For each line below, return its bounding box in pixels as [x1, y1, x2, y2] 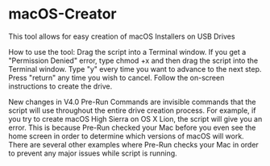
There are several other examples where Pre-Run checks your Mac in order [8, 139, 260, 149]
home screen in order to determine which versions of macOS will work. [8, 131, 244, 141]
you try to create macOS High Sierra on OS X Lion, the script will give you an [8, 114, 263, 123]
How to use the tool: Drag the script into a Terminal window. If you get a [8, 47, 247, 56]
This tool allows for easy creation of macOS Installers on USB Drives [8, 31, 235, 41]
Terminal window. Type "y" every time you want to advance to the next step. [8, 64, 262, 73]
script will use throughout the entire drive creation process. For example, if [8, 106, 256, 115]
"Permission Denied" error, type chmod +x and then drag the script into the [8, 56, 259, 65]
